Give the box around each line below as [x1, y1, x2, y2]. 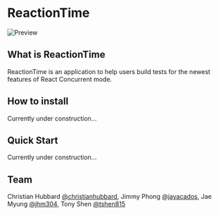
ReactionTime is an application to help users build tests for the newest [7, 67, 211, 75]
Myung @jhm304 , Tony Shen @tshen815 [7, 199, 125, 209]
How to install [7, 95, 69, 107]
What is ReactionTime [7, 49, 106, 61]
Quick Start [7, 134, 58, 146]
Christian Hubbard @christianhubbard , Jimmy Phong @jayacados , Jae [7, 192, 212, 201]
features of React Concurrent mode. [7, 75, 113, 83]
